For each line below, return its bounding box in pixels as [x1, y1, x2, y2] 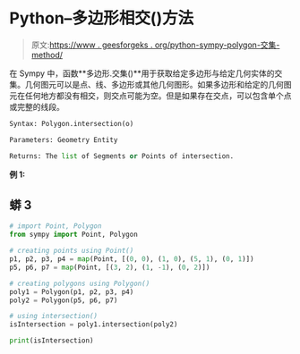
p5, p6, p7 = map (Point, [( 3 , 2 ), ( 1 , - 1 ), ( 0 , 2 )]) [9, 263, 210, 272]
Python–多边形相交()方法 [9, 8, 194, 29]
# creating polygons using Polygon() [9, 279, 150, 288]
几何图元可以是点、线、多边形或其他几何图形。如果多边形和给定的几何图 [24, 79, 292, 89]
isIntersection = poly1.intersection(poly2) [9, 320, 178, 329]
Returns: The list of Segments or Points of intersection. [9, 151, 235, 161]
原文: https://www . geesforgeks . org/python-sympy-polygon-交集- [30, 39, 280, 50]
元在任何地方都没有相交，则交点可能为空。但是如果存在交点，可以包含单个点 [9, 90, 292, 101]
